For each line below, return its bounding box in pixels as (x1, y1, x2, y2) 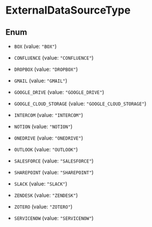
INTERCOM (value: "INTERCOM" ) (14, 112, 84, 118)
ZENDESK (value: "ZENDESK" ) (14, 192, 78, 199)
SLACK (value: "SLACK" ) (14, 180, 68, 187)
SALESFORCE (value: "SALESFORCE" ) (14, 157, 94, 164)
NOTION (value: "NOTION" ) (14, 123, 73, 130)
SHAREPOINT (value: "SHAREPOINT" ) (14, 169, 94, 176)
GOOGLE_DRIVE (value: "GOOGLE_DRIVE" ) (14, 89, 104, 95)
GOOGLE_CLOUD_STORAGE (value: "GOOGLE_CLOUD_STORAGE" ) (14, 100, 147, 107)
